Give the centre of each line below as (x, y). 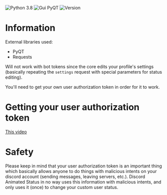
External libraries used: (29, 42)
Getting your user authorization (72, 107)
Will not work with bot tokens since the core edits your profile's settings (79, 66)
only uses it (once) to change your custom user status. (62, 187)
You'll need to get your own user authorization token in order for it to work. (82, 87)
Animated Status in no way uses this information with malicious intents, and (83, 182)
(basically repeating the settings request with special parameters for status (84, 72)
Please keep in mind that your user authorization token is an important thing (84, 166)
